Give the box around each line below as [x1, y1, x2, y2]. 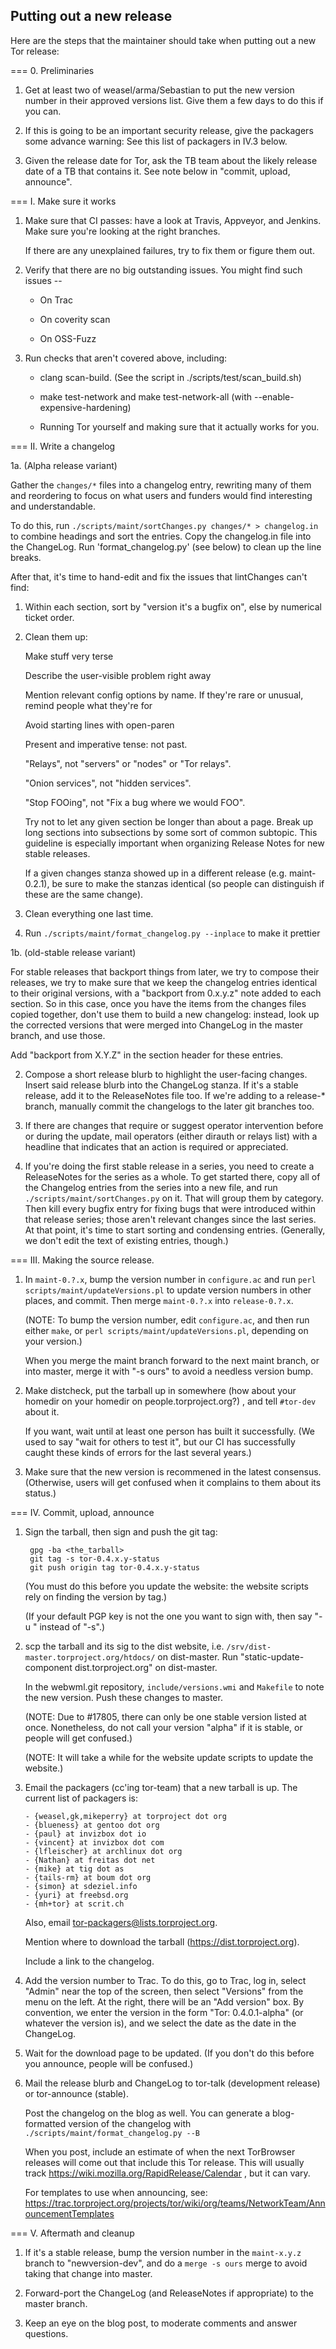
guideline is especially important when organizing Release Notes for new [24, 837, 325, 849]
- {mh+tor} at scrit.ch [24, 1899, 125, 1909]
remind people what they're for [24, 699, 153, 711]
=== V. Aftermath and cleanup [10, 2227, 135, 2239]
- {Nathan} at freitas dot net [24, 1855, 156, 1865]
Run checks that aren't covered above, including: [24, 352, 228, 364]
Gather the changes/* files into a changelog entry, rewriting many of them [10, 479, 312, 491]
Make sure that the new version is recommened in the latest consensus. [24, 1465, 322, 1478]
